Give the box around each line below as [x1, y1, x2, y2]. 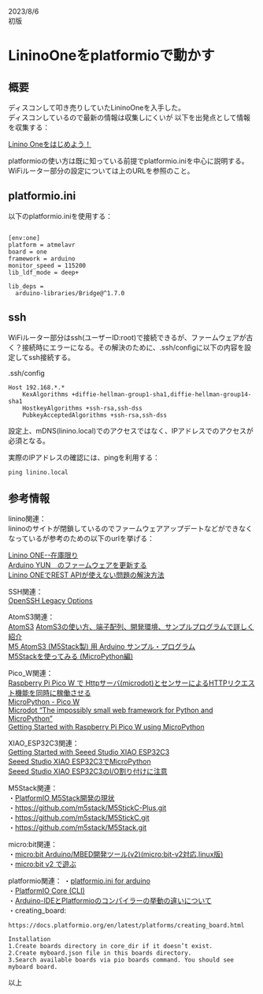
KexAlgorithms [22, 390, 69, 398]
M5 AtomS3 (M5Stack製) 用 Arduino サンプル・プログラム [8, 642, 195, 651]
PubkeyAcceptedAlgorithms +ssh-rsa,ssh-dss [22, 411, 168, 419]
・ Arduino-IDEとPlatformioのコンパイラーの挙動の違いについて [8, 896, 213, 906]
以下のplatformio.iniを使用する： [8, 211, 113, 220]
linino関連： [8, 514, 47, 523]
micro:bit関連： [8, 840, 57, 850]
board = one [8, 248, 47, 256]
